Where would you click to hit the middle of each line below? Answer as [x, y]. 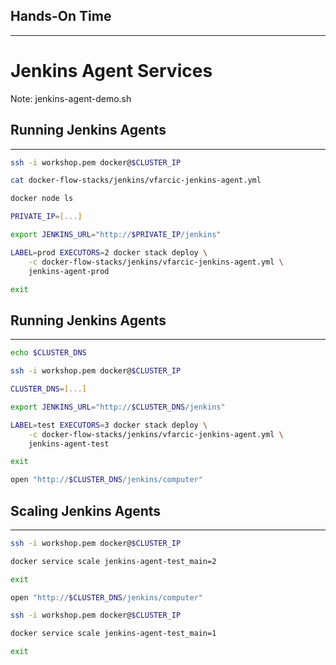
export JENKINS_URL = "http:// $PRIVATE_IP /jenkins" [116, 235]
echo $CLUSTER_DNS [48, 353]
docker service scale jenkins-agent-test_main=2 [113, 561]
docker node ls [42, 199]
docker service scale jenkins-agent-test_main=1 [113, 634]
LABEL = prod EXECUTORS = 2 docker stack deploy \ [109, 252]
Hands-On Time [61, 16]
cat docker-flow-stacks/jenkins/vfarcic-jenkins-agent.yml [136, 180]
